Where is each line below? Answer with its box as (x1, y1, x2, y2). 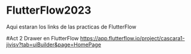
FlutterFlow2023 (6, 4, 92, 17)
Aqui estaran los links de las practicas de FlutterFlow (6, 23, 137, 30)
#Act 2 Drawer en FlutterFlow (6, 34, 79, 42)
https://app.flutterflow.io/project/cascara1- (80, 34, 185, 42)
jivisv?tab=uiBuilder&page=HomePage (6, 41, 102, 48)
